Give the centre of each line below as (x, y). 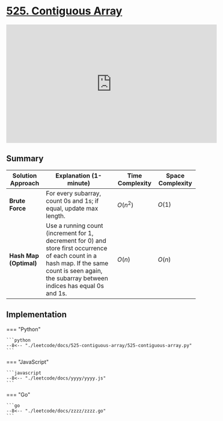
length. (56, 216)
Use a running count (75, 226)
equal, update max (72, 208)
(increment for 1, (70, 233)
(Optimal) (23, 263)
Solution (25, 176)
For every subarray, (74, 193)
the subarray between (77, 278)
